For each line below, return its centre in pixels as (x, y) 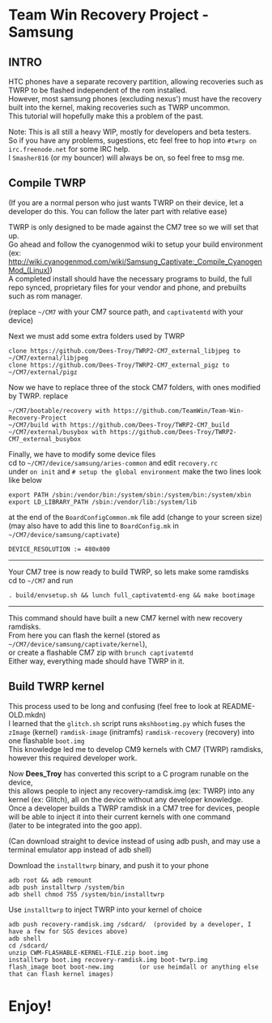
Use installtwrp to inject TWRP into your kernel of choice (105, 909)
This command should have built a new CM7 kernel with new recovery (125, 617)
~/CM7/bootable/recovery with (59, 410)
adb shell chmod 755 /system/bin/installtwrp (86, 894)
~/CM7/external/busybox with (57, 432)
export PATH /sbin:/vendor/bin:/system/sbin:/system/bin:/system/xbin (130, 495)
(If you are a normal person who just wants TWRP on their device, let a (126, 202)
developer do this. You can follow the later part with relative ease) (118, 211)
